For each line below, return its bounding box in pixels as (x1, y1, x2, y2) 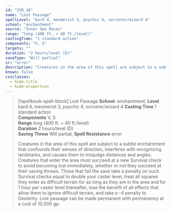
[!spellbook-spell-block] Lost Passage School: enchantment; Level (17, 98, 160, 104)
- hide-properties (10, 84, 50, 89)
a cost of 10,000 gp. (17, 201, 60, 207)
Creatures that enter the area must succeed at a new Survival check (17, 157, 162, 163)
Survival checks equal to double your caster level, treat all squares (17, 173, 159, 180)
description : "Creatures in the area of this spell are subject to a (5, 65, 157, 70)
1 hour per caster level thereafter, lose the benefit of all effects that (17, 184, 159, 190)
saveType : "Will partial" (5, 55, 60, 61)
